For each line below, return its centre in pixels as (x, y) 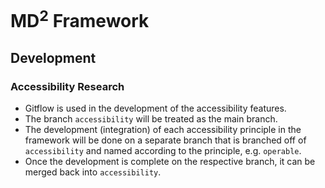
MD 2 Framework (80, 19)
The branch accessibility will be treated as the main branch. (151, 119)
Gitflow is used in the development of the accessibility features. (155, 108)
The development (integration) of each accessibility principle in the (163, 130)
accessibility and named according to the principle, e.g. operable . (163, 151)
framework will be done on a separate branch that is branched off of (165, 140)
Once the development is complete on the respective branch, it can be (170, 162)
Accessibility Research (67, 86)
